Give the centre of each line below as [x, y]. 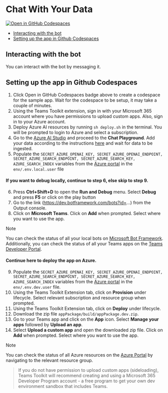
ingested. [23, 148]
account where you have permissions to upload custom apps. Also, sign [88, 116]
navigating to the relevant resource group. [49, 360]
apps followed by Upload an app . [48, 324]
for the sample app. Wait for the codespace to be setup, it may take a [85, 100]
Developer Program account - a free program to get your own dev [87, 381]
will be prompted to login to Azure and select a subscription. [76, 132]
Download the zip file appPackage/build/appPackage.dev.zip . [76, 314]
